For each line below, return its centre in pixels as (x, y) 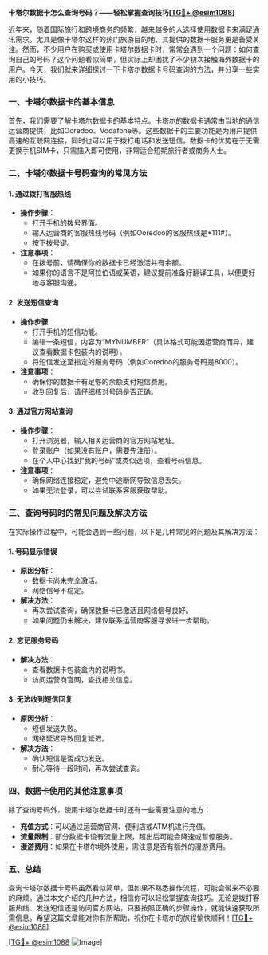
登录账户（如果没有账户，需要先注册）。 (97, 450)
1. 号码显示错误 (33, 551)
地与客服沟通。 (56, 283)
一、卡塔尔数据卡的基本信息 (61, 101)
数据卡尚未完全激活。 (67, 580)
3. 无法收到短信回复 (41, 699)
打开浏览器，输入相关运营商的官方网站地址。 (105, 440)
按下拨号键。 (53, 243)
